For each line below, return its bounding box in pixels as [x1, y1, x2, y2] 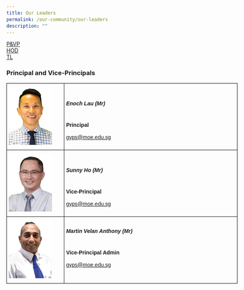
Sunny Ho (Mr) [66, 167, 103, 174]
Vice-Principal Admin [66, 249, 120, 256]
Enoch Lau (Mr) [66, 100, 105, 107]
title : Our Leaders [6, 10, 56, 16]
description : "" [6, 23, 48, 29]
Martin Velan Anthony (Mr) [66, 227, 133, 235]
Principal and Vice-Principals [6, 69, 96, 77]
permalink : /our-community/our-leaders [6, 16, 109, 23]
